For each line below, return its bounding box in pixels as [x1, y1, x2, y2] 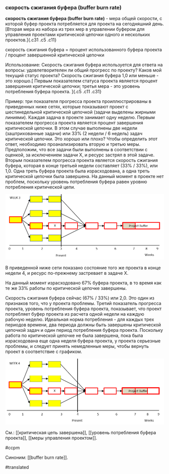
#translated [5, 464, 29, 470]
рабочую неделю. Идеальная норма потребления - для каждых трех [5, 317, 154, 323]
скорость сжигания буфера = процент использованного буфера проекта [5, 47, 162, 53]
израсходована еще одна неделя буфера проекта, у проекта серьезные [5, 338, 161, 344]
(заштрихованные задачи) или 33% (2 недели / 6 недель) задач [5, 131, 143, 137]
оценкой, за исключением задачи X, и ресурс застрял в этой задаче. [5, 152, 155, 158]
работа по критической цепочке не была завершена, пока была [5, 332, 143, 339]
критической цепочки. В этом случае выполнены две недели [5, 125, 138, 131]
